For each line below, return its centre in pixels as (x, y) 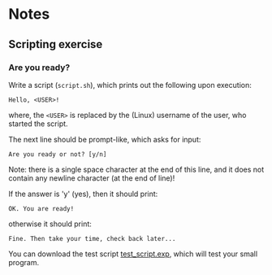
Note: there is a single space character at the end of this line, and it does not (136, 169)
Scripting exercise (56, 44)
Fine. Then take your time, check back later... (92, 238)
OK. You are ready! (41, 208)
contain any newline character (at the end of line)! (92, 178)
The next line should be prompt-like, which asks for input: (105, 139)
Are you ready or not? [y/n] (58, 154)
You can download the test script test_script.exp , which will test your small (133, 254)
